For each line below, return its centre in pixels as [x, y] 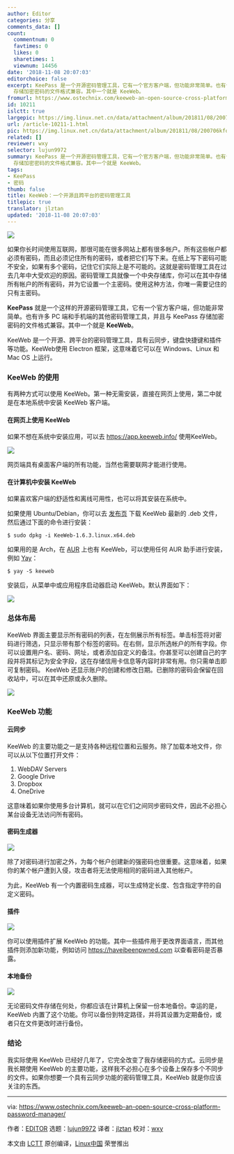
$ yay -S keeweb [31, 571]
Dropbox [30, 784]
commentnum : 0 [34, 40]
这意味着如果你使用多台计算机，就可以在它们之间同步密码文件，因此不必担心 [117, 805]
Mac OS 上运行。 [32, 357]
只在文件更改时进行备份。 [50, 1023]
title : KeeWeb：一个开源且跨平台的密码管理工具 [69, 196]
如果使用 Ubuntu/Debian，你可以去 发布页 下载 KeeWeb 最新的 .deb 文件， [114, 514]
